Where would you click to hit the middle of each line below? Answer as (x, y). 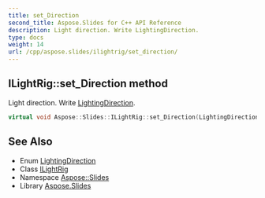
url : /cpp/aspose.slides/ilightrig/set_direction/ (93, 52)
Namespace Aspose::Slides (64, 177)
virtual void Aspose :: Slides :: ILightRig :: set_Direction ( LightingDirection (134, 117)
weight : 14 (26, 45)
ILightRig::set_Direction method (88, 84)
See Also (30, 142)
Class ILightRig (44, 169)
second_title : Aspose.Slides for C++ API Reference (95, 23)
